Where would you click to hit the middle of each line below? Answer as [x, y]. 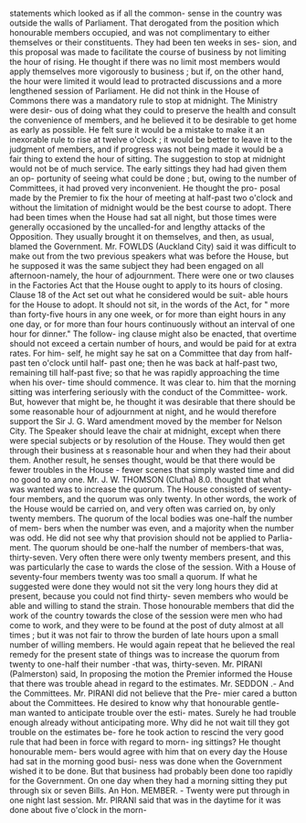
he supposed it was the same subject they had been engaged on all [137, 266]
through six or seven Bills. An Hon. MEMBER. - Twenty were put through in [150, 791]
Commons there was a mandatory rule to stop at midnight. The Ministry [144, 101]
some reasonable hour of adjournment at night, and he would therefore [143, 411]
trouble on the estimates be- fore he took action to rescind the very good [147, 732]
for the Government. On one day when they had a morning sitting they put [148, 780]
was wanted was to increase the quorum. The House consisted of [133, 489]
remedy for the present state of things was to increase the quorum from [145, 654]
